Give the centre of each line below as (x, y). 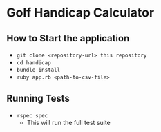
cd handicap (34, 63)
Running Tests (38, 98)
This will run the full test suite (69, 122)
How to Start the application (68, 38)
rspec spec (32, 115)
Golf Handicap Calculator (80, 13)
